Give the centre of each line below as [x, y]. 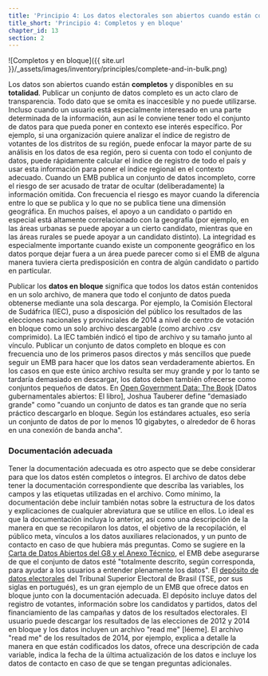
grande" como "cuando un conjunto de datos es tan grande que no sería [128, 405]
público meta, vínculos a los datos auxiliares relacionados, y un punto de [128, 536]
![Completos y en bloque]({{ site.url [67, 61]
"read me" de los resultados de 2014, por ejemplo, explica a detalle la [122, 638]
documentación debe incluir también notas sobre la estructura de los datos [132, 502]
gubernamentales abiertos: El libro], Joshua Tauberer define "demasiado [128, 396]
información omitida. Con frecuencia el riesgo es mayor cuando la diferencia [134, 195]
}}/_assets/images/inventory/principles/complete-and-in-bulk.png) [118, 69]
